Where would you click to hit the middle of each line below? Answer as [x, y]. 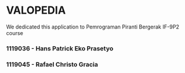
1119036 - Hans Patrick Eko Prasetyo [60, 48]
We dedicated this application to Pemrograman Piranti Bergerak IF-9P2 [93, 27]
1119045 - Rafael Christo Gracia [52, 64]
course [15, 33]
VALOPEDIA [36, 10]
